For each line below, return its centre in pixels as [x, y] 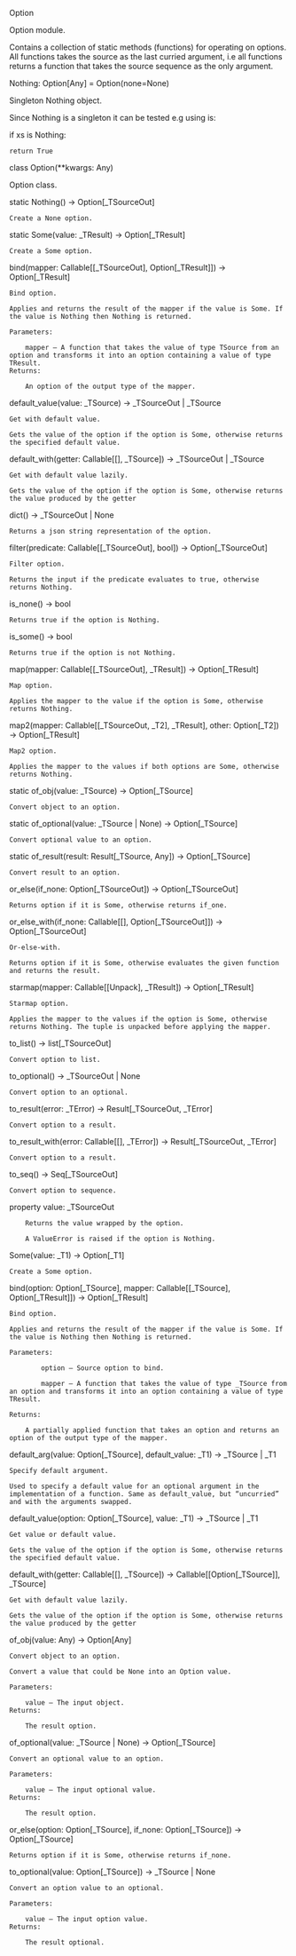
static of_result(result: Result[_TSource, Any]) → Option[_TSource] [130, 856]
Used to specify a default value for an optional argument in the [134, 1486]
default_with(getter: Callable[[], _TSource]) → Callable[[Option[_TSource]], [145, 1574]
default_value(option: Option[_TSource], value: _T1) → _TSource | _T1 [134, 1518]
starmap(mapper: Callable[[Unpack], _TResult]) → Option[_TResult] [132, 987]
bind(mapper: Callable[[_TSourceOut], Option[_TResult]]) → [117, 267]
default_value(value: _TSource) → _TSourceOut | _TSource [115, 403]
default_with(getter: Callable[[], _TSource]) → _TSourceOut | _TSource [137, 459]
